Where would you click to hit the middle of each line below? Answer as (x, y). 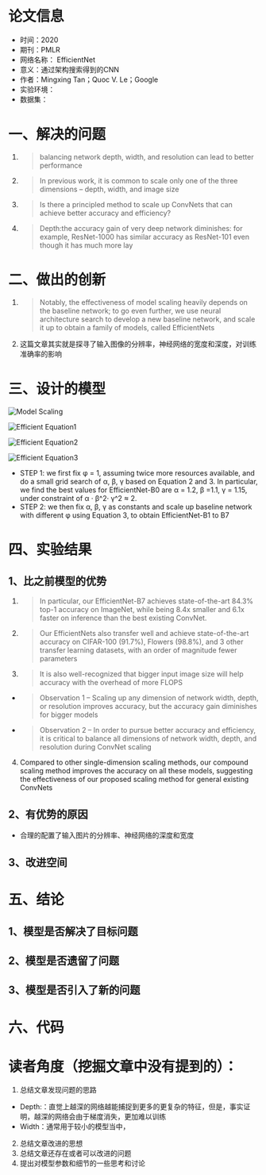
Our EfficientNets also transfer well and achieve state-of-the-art (144, 633)
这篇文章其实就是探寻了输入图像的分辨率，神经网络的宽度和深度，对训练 (138, 344)
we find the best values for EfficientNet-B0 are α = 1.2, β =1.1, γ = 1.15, (133, 490)
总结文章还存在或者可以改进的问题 (75, 1154)
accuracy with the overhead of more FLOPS (111, 682)
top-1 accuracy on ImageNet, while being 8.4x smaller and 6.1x (142, 609)
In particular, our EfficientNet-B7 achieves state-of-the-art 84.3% (146, 601)
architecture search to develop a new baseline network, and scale (147, 319)
